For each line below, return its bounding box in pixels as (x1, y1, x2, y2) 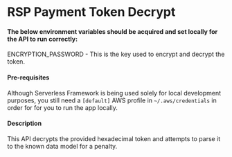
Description (7, 119, 42, 128)
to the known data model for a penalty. (7, 142, 118, 150)
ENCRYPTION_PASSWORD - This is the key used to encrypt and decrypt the (7, 50, 225, 59)
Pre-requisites (7, 73, 50, 82)
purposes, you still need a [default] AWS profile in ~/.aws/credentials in (7, 96, 217, 104)
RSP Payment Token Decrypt (7, 4, 176, 20)
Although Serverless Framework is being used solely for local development (7, 89, 222, 97)
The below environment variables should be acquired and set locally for (7, 27, 218, 35)
